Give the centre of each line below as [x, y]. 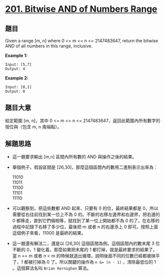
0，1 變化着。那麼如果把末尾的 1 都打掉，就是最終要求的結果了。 [92, 249]
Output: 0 [15, 91]
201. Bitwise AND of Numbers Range [81, 9]
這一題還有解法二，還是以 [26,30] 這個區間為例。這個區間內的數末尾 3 [83, 243]
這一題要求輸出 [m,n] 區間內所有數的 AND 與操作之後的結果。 [74, 157]
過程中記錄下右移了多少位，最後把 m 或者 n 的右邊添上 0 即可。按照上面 [85, 227]
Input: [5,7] [18, 65]
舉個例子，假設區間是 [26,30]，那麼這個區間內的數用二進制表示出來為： [85, 167]
